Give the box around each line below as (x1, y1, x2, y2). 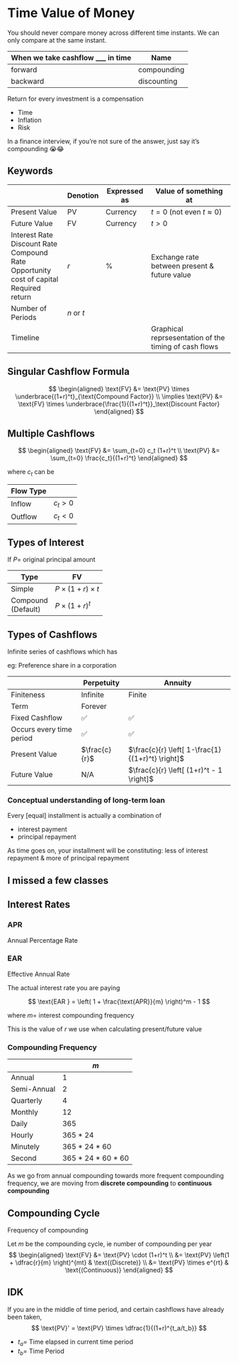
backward (11, 76, 45, 86)
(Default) (11, 605, 41, 615)
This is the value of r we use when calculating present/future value (7, 1024, 202, 1033)
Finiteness (11, 690, 45, 700)
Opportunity (11, 265, 52, 275)
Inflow (11, 498, 32, 508)
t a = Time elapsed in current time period (17, 1337, 133, 1347)
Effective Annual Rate (7, 970, 70, 978)
